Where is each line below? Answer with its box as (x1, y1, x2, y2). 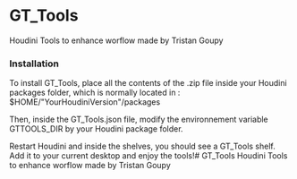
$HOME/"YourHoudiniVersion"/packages (9, 97, 161, 107)
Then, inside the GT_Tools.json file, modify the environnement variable (9, 114, 268, 125)
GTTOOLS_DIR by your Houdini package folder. (9, 124, 183, 134)
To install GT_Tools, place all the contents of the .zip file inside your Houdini (9, 78, 288, 89)
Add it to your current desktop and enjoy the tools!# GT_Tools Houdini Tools (9, 150, 288, 161)
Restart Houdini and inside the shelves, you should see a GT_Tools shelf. (9, 141, 276, 152)
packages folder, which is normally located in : (9, 87, 181, 98)
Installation (9, 57, 60, 70)
